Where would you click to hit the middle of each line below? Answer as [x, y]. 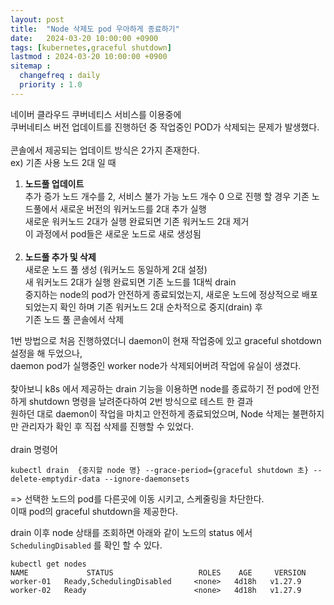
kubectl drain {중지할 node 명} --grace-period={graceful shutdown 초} [160, 470]
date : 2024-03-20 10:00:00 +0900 [84, 38]
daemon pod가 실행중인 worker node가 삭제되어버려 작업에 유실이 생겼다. [156, 365]
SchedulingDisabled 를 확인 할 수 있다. [86, 545]
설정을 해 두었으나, [46, 353]
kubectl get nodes [48, 564]
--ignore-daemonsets [147, 479]
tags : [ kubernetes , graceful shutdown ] [91, 47]
